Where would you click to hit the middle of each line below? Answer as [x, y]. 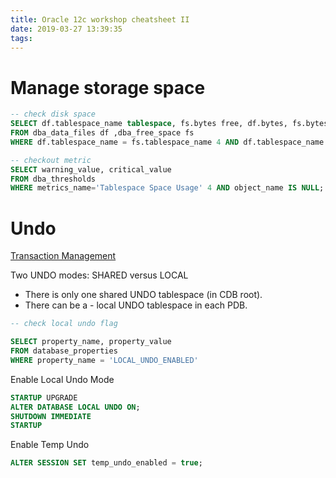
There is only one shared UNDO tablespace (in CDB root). [143, 295]
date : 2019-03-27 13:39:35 [66, 29]
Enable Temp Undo [50, 445]
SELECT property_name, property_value [91, 342]
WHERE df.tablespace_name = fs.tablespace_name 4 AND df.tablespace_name [167, 142]
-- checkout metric [51, 160]
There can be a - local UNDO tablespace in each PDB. [136, 305]
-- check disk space [53, 114]
